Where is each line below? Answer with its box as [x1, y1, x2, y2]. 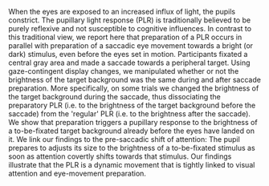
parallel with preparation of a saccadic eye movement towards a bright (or [8, 41, 254, 51]
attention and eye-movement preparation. [8, 168, 147, 178]
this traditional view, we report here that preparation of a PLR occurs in [8, 32, 243, 42]
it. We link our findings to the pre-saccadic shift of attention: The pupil [8, 135, 241, 144]
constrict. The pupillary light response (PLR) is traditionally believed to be [8, 15, 251, 25]
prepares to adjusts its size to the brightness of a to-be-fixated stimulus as [8, 144, 255, 152]
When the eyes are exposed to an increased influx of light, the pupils [8, 7, 236, 16]
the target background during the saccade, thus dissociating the [8, 92, 221, 101]
